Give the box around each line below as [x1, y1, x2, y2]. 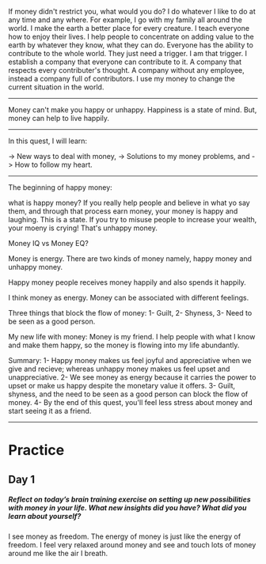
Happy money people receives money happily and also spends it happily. [8, 278, 247, 287]
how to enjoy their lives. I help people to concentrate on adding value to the [8, 32, 255, 41]
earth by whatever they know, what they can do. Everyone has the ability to [8, 40, 253, 50]
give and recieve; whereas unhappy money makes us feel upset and [8, 364, 230, 373]
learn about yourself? [8, 512, 82, 521]
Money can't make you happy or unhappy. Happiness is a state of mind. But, [8, 105, 257, 114]
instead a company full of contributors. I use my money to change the [8, 74, 235, 83]
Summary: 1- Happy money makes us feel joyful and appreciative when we [8, 356, 252, 365]
